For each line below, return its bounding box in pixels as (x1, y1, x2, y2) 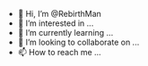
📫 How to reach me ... (17, 47, 101, 57)
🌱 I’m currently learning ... (17, 28, 114, 37)
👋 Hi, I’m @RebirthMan (17, 9, 101, 19)
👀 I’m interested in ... (17, 18, 94, 29)
